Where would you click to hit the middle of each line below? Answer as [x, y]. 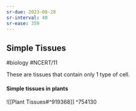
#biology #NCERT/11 [32, 63]
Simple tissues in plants [37, 88]
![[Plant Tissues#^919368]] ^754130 [51, 102]
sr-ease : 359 [23, 23]
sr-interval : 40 [27, 18]
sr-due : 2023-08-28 [31, 12]
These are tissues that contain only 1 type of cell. [68, 74]
